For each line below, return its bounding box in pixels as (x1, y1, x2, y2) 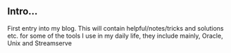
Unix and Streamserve (7, 38, 73, 47)
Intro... (7, 6, 38, 17)
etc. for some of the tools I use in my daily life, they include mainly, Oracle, (7, 31, 223, 40)
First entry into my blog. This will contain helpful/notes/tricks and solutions (7, 24, 224, 32)
